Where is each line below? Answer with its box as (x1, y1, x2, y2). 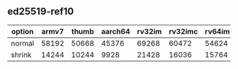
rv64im (205, 26, 230, 36)
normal (11, 38, 35, 48)
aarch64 (101, 26, 130, 36)
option (11, 26, 34, 36)
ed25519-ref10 (7, 6, 74, 18)
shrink (11, 49, 32, 59)
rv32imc (169, 26, 198, 36)
